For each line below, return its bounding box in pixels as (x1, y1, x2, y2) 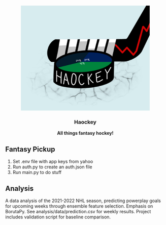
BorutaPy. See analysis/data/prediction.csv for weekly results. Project (5, 208, 151, 214)
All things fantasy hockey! (57, 130, 114, 136)
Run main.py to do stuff (12, 169, 62, 176)
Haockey (74, 118, 96, 126)
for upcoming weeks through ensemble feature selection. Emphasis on (5, 203, 153, 209)
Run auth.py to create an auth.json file (12, 164, 92, 170)
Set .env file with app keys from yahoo (12, 159, 93, 165)
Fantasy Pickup (5, 145, 55, 154)
